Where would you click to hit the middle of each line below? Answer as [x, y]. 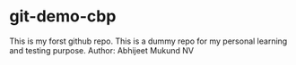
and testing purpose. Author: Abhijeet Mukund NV [102, 50]
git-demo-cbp [63, 16]
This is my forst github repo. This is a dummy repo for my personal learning [148, 41]
